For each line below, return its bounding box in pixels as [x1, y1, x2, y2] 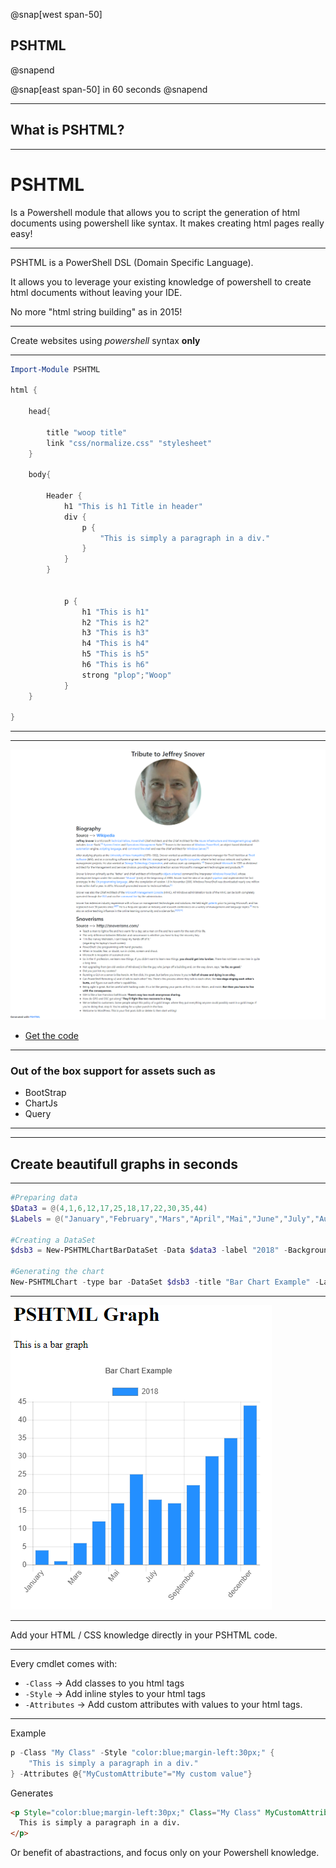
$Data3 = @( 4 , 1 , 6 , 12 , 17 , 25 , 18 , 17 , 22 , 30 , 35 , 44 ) [10, 1203, 208, 1213]
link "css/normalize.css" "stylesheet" [46, 438, 213, 448]
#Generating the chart [10, 1267, 105, 1277]
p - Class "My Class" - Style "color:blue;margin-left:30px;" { [10, 1747, 275, 1758]
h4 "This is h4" [81, 639, 150, 649]
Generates [10, 1787, 54, 1799]
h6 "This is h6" [81, 660, 150, 670]
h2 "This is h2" [81, 617, 150, 628]
